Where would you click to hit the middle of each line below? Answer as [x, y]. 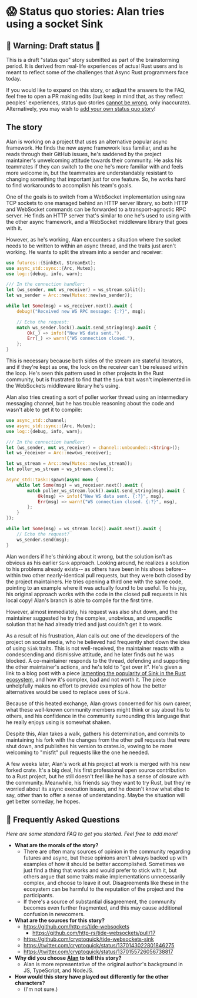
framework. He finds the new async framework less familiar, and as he [91, 148]
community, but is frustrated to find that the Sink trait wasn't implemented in [98, 379]
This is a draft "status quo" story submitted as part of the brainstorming [93, 60]
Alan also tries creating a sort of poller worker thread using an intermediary [97, 397]
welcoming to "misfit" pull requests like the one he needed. [78, 752]
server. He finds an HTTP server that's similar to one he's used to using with [98, 215]
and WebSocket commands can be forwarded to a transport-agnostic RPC [96, 209]
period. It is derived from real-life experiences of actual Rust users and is [95, 66]
